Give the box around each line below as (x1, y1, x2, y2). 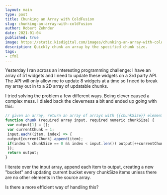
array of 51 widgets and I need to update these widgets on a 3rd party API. (5, 73, 158, 79)
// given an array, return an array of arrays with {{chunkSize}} (5, 113, 146, 118)
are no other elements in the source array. (5, 175, 91, 181)
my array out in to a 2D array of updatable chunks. (5, 83, 108, 89)
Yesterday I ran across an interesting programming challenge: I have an (5, 67, 151, 73)
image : (5, 40, 19, 45)
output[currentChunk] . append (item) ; (7, 136, 83, 141)
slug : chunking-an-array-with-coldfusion (5, 21, 92, 26)
